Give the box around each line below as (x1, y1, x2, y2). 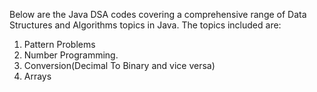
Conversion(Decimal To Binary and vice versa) (23, 60, 216, 71)
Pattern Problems (23, 39, 96, 50)
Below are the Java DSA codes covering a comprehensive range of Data (9, 9, 307, 20)
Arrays (23, 70, 52, 82)
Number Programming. (23, 49, 119, 61)
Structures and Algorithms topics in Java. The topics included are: (9, 19, 282, 31)
